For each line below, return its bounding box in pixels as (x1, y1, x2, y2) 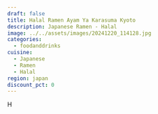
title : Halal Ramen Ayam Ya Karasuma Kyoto (7, 17, 136, 24)
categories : (7, 36, 42, 43)
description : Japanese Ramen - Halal (7, 23, 117, 30)
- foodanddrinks (13, 42, 61, 49)
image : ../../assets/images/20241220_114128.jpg (7, 29, 152, 37)
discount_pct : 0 (7, 81, 55, 88)
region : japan (7, 74, 49, 82)
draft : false (7, 10, 45, 17)
